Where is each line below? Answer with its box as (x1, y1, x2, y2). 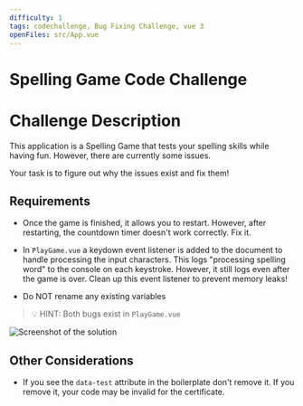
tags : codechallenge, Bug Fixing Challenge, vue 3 (9, 22, 204, 31)
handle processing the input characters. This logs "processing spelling (22, 254, 287, 265)
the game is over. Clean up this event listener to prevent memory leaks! (22, 273, 288, 285)
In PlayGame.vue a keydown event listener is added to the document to (22, 245, 283, 256)
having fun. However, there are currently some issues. (9, 150, 211, 161)
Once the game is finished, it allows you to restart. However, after (22, 218, 267, 229)
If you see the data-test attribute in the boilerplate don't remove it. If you (22, 377, 295, 388)
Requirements (9, 194, 90, 209)
